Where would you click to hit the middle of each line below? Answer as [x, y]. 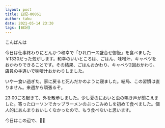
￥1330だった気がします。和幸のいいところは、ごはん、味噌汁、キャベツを [81, 59]
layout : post [18, 10]
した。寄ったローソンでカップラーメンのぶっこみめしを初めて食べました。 [80, 104]
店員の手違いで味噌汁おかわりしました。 [46, 71]
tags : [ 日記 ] [18, 28]
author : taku [18, 19]
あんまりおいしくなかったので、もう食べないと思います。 [76, 110]
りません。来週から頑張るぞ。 [35, 87]
